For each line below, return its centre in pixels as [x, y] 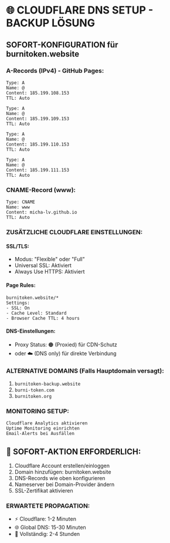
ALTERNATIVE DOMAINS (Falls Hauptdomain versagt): [85, 370]
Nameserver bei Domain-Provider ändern [64, 484]
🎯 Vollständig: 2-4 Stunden [47, 534]
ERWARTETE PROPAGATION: [48, 506]
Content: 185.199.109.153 [38, 119]
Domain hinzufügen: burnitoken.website [63, 472]
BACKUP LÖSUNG [51, 23]
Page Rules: [21, 285]
